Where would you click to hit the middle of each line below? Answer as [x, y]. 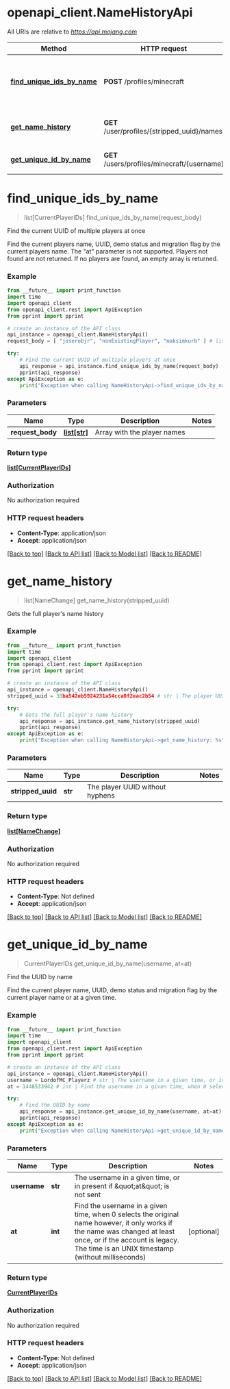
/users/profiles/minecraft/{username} [164, 164]
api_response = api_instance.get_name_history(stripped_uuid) [110, 721]
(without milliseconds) [110, 1257]
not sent [88, 1194]
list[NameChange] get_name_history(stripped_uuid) [97, 600]
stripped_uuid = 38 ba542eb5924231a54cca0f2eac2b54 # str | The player [110, 696]
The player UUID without [126, 787]
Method [54, 48]
